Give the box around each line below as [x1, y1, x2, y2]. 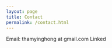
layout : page [6, 8, 38, 15]
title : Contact [6, 14, 43, 20]
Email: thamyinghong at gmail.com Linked [6, 36, 106, 43]
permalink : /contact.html [6, 19, 69, 25]
